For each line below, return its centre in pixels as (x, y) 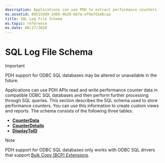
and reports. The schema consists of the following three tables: (69, 111)
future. (12, 81)
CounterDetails (28, 126)
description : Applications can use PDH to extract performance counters (81, 10)
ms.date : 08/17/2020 (26, 28)
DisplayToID (25, 131)
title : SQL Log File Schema (34, 19)
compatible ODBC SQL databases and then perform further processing (77, 95)
